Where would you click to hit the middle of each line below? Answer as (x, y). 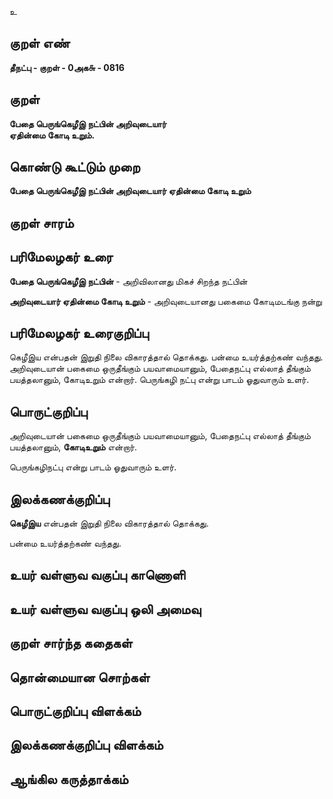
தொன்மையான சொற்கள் (80, 677)
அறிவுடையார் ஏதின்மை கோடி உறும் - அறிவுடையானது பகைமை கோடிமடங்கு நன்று (165, 301)
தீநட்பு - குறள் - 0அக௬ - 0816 (67, 67)
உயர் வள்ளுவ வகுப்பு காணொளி (97, 575)
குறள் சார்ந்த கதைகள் (71, 643)
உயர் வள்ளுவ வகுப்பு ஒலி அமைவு (105, 609)
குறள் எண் (40, 43)
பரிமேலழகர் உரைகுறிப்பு (79, 333)
